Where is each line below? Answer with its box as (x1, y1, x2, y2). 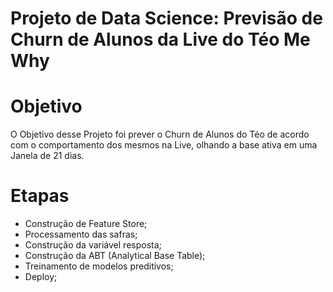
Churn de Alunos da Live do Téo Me (10, 28, 311, 51)
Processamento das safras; (24, 228, 138, 241)
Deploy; (24, 271, 58, 283)
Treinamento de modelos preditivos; (24, 260, 174, 272)
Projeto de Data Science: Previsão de (10, 7, 323, 30)
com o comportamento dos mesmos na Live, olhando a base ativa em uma (10, 139, 318, 151)
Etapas (10, 185, 70, 207)
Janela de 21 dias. (10, 150, 85, 162)
